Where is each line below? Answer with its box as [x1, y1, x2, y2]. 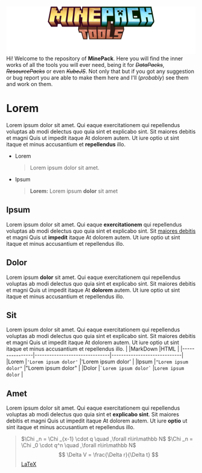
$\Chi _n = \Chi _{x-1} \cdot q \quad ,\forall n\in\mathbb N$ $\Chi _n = [20, 435, 194, 443]
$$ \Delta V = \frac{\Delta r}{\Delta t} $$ [58, 451, 159, 459]
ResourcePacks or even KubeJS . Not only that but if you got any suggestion [6, 67, 194, 75]
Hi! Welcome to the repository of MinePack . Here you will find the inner [6, 55, 183, 62]
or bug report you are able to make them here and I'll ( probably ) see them [6, 74, 189, 81]
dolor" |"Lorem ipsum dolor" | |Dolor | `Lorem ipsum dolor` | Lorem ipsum [6, 365, 185, 372]
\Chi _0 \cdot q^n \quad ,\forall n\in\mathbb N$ [20, 442, 136, 449]
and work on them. [6, 81, 53, 87]
